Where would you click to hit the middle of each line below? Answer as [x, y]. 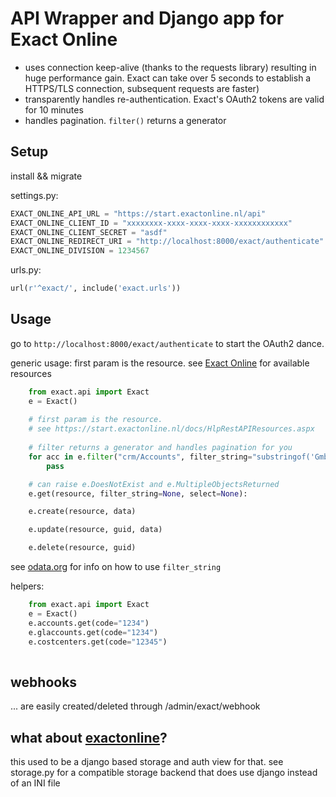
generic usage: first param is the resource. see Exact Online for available [160, 363]
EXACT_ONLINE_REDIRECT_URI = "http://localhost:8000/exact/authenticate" [167, 242]
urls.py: [26, 270]
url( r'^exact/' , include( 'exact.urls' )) [96, 288]
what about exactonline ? [89, 737]
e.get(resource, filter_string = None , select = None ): [138, 493]
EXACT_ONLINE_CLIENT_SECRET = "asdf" [89, 232]
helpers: [27, 586]
